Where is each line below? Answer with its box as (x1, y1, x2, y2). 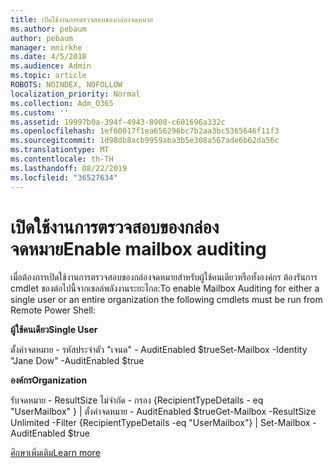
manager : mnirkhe (10, 42, 83, 53)
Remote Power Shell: (10, 304, 96, 316)
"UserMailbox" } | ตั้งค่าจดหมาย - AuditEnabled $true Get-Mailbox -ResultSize (10, 406, 317, 418)
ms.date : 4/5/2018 (10, 52, 87, 62)
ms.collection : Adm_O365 (10, 98, 114, 108)
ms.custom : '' (10, 107, 70, 118)
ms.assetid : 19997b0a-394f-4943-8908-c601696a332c (10, 117, 226, 127)
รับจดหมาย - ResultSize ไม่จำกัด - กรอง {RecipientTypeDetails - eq (10, 394, 264, 406)
